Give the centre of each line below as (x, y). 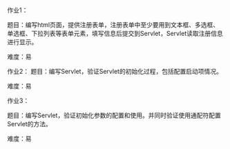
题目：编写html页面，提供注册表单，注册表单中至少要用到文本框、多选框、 (113, 25)
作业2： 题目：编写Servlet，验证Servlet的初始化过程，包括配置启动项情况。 (115, 71)
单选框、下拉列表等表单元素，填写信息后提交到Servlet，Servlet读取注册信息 (115, 33)
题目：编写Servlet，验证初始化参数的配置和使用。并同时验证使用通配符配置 (114, 115)
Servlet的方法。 (29, 124)
